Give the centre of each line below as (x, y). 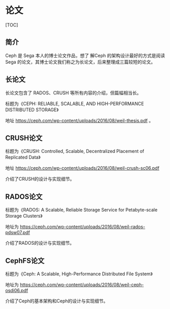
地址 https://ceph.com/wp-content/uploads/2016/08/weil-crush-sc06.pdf (82, 168)
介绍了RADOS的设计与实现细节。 (40, 243)
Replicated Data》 (23, 157)
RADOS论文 (24, 197)
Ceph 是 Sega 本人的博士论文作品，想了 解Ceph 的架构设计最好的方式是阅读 (85, 55)
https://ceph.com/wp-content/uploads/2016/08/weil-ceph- (82, 285)
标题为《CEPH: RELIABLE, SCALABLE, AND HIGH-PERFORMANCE (75, 104)
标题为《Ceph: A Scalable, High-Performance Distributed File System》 (79, 274)
